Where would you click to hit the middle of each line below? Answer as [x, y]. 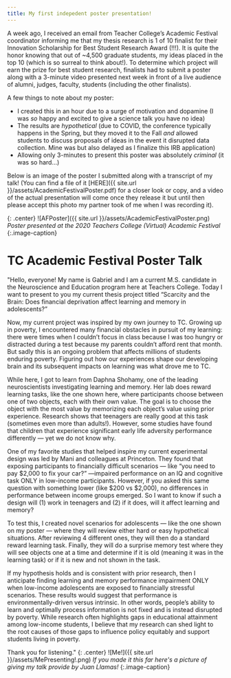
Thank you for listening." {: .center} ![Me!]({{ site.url [80, 652]
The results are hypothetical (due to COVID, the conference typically [114, 125]
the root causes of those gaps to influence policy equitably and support [108, 631]
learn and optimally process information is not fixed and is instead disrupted [115, 609]
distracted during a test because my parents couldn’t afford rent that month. [115, 344]
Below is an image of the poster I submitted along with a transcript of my [110, 176]
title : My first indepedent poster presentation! [80, 13]
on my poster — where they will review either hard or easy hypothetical [108, 530]
